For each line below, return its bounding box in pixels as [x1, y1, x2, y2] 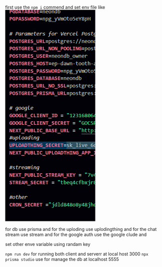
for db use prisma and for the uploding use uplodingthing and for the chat [5, 226, 157, 232]
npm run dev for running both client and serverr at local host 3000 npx [5, 251, 148, 257]
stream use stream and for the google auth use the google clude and [5, 231, 147, 237]
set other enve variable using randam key [5, 241, 91, 247]
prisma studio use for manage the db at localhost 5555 [5, 256, 119, 262]
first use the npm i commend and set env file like [5, 5, 105, 10]
